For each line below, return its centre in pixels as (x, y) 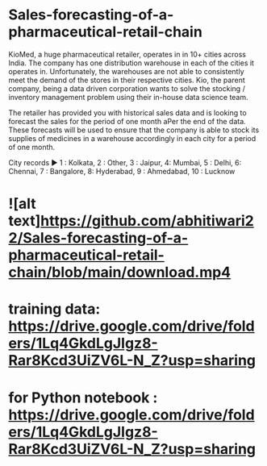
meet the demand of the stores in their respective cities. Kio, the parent (127, 80)
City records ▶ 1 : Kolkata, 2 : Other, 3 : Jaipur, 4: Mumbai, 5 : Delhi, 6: (125, 162)
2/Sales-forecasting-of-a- (98, 238)
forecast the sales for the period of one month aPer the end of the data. (127, 121)
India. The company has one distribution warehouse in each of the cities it (131, 63)
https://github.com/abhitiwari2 (147, 221)
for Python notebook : (83, 397)
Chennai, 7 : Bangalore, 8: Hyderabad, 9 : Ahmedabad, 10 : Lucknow (122, 171)
